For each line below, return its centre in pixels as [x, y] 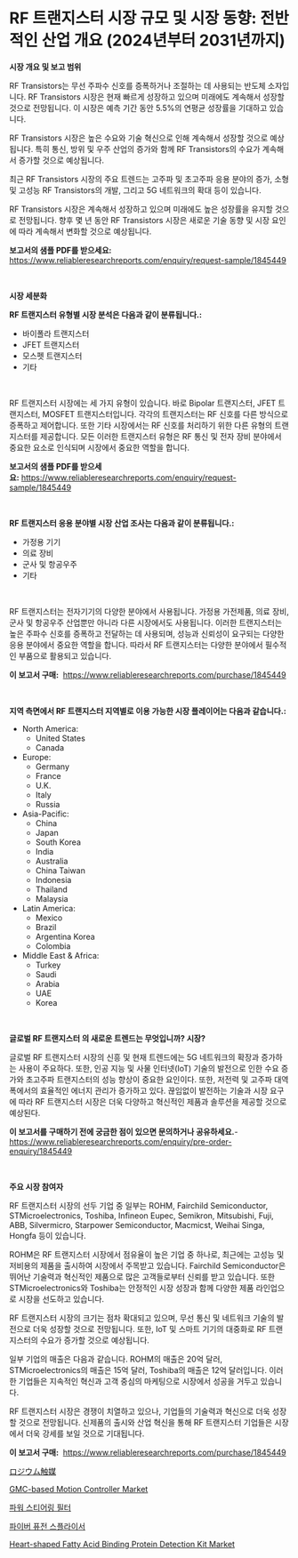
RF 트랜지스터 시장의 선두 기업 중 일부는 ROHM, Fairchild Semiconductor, [139, 1205]
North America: [50, 728]
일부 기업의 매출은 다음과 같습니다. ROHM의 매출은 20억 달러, [116, 1359]
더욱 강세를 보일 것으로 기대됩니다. [85, 1434]
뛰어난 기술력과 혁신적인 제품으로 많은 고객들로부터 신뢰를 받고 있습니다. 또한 [142, 1276]
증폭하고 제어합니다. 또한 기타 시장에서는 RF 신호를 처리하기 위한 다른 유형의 [141, 425]
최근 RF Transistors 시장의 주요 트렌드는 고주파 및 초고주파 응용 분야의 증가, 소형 [149, 179]
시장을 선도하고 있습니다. [61, 1298]
